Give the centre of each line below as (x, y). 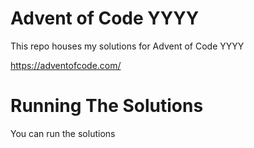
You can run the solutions (63, 133)
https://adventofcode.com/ (66, 65)
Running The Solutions (107, 106)
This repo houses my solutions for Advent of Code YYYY (127, 46)
